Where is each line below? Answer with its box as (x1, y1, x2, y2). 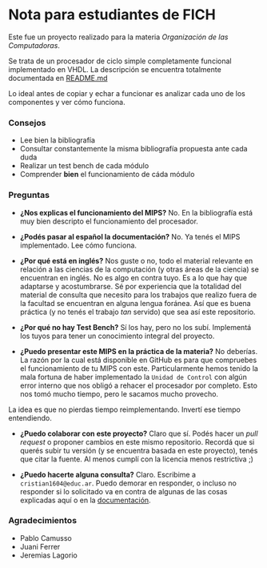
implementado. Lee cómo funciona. (19, 240, 137, 250)
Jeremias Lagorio (19, 550, 78, 560)
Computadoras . (8, 40, 60, 50)
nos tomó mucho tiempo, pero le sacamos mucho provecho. (19, 389, 218, 398)
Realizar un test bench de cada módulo (19, 161, 149, 171)
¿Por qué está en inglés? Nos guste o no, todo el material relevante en (19, 256, 253, 265)
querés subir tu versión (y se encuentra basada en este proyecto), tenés (19, 445, 258, 455)
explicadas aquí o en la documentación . (19, 495, 151, 505)
